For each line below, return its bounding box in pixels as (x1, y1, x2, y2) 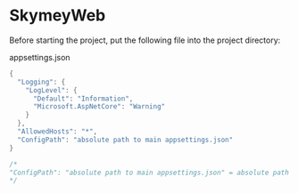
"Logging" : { (17, 77, 66, 86)
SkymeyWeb (9, 5, 106, 26)
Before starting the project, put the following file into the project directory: (9, 35, 281, 45)
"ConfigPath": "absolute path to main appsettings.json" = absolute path (9, 168, 290, 177)
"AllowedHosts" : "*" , (17, 127, 98, 136)
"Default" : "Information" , (32, 94, 134, 103)
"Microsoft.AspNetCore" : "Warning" (32, 102, 166, 111)
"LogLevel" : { (25, 85, 78, 94)
